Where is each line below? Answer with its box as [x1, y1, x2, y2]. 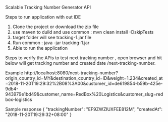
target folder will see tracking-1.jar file [12, 35, 92, 40]
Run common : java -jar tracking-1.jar [12, 40, 90, 46]
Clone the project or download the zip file [12, 24, 99, 30]
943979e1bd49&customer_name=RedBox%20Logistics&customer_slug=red [5, 91, 163, 97]
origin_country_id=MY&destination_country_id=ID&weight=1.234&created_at [5, 75, 163, 81]
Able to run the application [12, 45, 68, 51]
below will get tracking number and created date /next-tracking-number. [5, 60, 156, 66]
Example [5, 70, 24, 76]
